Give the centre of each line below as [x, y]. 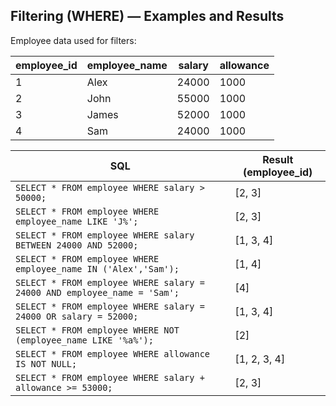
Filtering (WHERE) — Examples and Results [147, 16]
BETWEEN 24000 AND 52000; [77, 245]
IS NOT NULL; [46, 363]
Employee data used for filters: [73, 40]
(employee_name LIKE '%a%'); [84, 340]
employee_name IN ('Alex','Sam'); [97, 268]
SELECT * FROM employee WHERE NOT [97, 330]
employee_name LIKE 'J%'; [77, 221]
